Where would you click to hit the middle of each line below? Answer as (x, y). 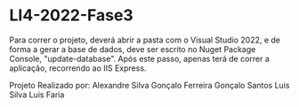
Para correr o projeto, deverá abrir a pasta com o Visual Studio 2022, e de (145, 40)
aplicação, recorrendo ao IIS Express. (78, 68)
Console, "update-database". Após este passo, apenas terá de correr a (139, 58)
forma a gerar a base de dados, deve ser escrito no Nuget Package (133, 49)
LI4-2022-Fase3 (71, 15)
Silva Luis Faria (37, 95)
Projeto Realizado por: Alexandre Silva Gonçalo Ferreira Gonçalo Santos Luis (149, 85)
